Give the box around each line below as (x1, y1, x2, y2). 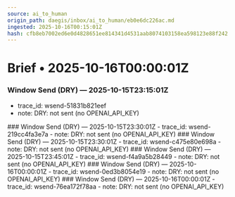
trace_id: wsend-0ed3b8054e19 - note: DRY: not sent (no (52, 167, 220, 176)
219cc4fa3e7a (7, 129, 49, 138)
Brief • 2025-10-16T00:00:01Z (7, 61, 189, 76)
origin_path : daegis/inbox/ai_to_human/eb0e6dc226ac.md (7, 17, 174, 24)
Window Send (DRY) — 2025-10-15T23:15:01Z (7, 85, 169, 95)
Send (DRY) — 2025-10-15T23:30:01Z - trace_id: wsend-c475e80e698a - (7, 137, 222, 146)
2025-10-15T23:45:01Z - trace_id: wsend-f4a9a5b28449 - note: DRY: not (7, 152, 220, 160)
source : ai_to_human (7, 10, 68, 18)
